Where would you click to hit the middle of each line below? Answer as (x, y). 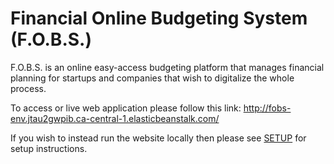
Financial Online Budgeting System (159, 18)
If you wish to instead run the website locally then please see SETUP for (158, 138)
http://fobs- (267, 108)
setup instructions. (49, 148)
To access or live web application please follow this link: (126, 108)
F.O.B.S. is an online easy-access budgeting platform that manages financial (167, 67)
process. (28, 88)
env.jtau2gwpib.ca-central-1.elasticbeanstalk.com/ (115, 118)
